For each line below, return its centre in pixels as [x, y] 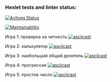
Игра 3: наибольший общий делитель [44, 56]
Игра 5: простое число [29, 75]
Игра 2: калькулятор [26, 46]
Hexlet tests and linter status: [41, 7]
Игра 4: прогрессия [26, 65]
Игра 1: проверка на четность [36, 37]
